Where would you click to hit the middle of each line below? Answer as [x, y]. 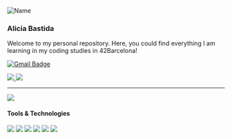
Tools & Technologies [39, 113]
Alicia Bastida [31, 28]
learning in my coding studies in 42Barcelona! [72, 51]
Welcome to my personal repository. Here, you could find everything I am [111, 43]
